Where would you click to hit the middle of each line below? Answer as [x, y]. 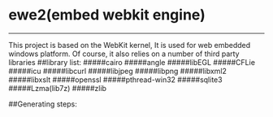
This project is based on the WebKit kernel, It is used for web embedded [130, 45]
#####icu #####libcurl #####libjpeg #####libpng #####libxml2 [118, 71]
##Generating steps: [43, 104]
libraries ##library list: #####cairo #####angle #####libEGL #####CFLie [132, 62]
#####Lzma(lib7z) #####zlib [58, 88]
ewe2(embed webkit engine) [107, 15]
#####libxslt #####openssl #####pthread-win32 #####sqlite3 [115, 80]
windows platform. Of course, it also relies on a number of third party [124, 54]
